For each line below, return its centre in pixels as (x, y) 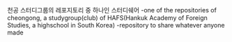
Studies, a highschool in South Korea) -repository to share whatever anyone (116, 25)
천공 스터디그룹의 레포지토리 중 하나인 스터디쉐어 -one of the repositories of (112, 10)
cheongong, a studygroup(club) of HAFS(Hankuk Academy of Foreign (107, 18)
